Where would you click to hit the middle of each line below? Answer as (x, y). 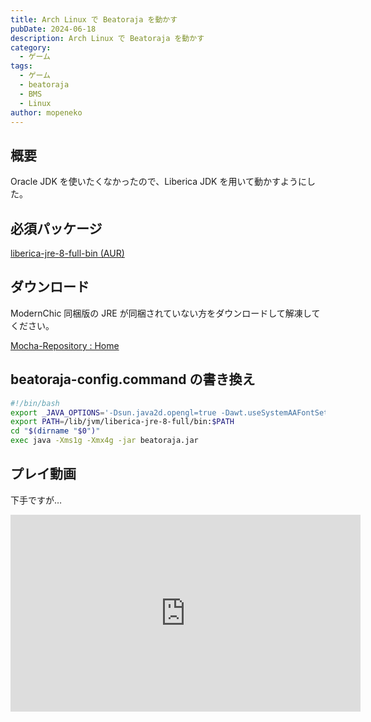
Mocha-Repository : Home (65, 345)
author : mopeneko (46, 112)
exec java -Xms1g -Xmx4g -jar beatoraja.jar (104, 441)
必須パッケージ (56, 228)
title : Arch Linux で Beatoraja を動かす (94, 19)
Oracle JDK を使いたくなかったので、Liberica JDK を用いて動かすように (158, 182)
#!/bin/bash (35, 403)
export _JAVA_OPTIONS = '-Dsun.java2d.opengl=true (113, 412)
